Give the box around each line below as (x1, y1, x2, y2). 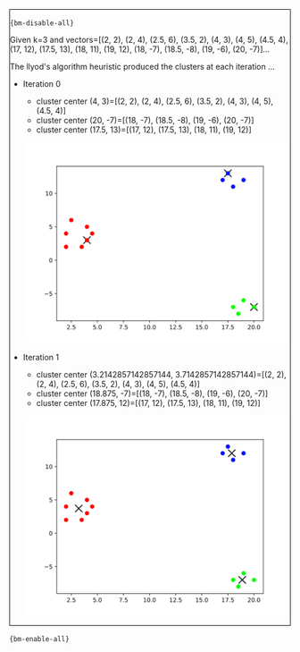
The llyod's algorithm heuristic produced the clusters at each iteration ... (10, 62, 275, 72)
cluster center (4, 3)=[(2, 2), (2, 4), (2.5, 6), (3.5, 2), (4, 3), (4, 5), (36, 96, 274, 106)
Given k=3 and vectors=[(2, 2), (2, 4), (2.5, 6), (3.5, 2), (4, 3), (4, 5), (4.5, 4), (10, 35, 288, 45)
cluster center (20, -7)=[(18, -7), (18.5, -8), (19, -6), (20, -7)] (36, 115, 254, 125)
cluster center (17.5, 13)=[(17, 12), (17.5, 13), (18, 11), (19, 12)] (36, 124, 252, 135)
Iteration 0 (22, 79, 61, 89)
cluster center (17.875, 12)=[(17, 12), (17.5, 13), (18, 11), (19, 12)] (36, 397, 261, 408)
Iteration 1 (22, 351, 60, 362)
